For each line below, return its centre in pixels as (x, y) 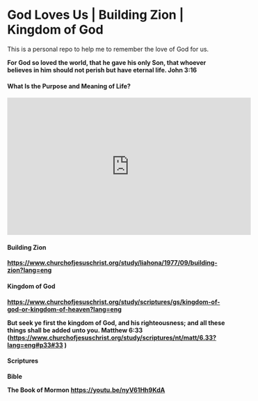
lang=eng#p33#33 (35, 345)
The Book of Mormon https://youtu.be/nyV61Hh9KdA (86, 390)
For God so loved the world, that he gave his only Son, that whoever (107, 62)
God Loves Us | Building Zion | (96, 15)
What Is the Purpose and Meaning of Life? (69, 86)
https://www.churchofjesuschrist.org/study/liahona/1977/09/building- (112, 263)
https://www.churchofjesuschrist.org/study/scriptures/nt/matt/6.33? (113, 338)
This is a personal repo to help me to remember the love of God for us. (108, 49)
